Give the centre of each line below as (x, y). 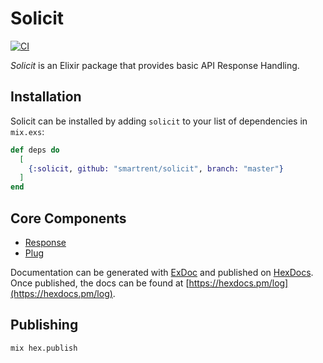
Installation (46, 97)
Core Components (68, 218)
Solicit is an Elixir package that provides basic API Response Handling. (155, 65)
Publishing (44, 325)
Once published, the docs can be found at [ (100, 283)
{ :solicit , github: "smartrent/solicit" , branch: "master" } (156, 168)
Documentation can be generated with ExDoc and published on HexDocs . (162, 272)
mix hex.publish (44, 348)
